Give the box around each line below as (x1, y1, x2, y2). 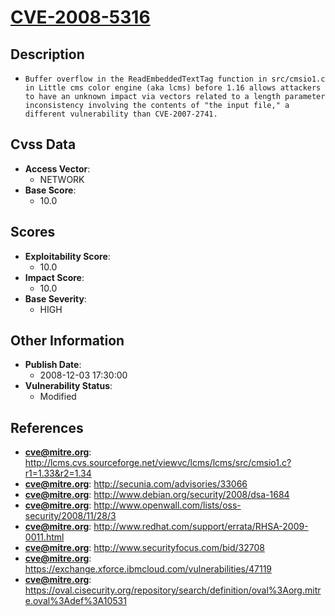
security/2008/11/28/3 (24, 510, 117, 522)
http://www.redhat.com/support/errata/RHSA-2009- (93, 521, 309, 533)
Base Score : (24, 184, 77, 196)
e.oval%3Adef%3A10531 (24, 595, 127, 607)
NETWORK (39, 173, 85, 185)
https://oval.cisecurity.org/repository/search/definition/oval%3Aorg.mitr (24, 584, 322, 596)
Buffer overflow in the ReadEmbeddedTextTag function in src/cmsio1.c (24, 74, 326, 84)
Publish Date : (24, 359, 82, 371)
